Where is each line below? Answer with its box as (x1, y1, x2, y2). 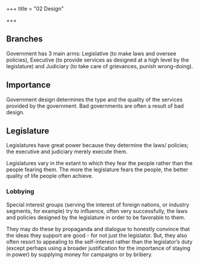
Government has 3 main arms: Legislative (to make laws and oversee (6, 50, 177, 57)
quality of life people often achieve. (6, 172, 94, 180)
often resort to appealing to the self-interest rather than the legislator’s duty (6, 238, 193, 245)
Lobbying (6, 187, 35, 196)
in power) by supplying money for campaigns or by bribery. (6, 251, 153, 258)
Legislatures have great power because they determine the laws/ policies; (6, 142, 189, 149)
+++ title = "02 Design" (6, 5, 64, 12)
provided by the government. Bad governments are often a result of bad (6, 102, 184, 110)
